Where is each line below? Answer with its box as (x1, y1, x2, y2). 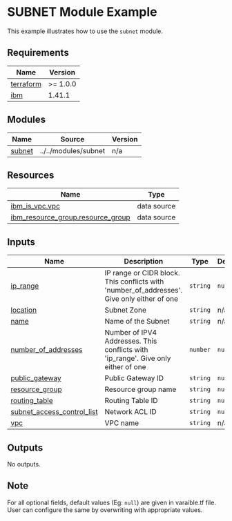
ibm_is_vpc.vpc (10, 201, 61, 211)
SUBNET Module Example (7, 4, 157, 20)
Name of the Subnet (104, 317, 171, 326)
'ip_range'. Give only (104, 353, 171, 363)
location (10, 305, 37, 315)
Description (124, 257, 164, 266)
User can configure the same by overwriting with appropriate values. (7, 505, 203, 514)
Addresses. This (104, 336, 157, 346)
